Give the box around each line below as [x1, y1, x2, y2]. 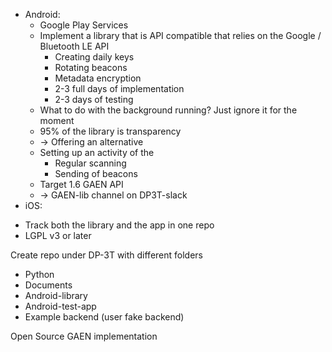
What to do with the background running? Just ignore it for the [39, 104, 298, 116]
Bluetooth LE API [39, 40, 110, 52]
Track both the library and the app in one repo [24, 219, 215, 231]
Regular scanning [54, 157, 127, 169]
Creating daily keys [54, 51, 135, 63]
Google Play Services [39, 19, 129, 31]
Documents [24, 279, 73, 291]
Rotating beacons [54, 62, 128, 73]
